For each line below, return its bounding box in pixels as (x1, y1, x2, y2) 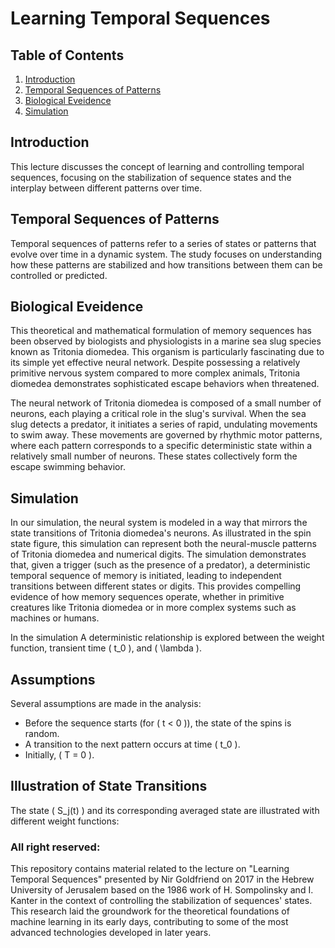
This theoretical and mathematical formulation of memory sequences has (10, 325, 312, 337)
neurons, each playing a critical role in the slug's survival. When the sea (10, 408, 307, 420)
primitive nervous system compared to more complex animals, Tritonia (10, 367, 301, 379)
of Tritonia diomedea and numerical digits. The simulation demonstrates (10, 548, 307, 561)
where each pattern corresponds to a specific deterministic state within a (10, 440, 313, 452)
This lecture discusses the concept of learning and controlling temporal (10, 160, 305, 172)
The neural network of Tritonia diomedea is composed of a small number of (10, 397, 322, 409)
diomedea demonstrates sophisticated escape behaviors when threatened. (10, 378, 320, 390)
